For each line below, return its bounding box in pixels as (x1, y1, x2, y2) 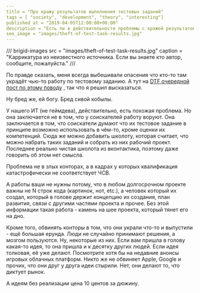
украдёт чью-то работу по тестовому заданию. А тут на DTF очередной (6, 78, 190, 85)
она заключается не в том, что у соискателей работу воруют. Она (6, 114, 175, 121)
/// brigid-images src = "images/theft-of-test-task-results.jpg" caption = (6, 47, 183, 54)
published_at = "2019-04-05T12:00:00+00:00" (6, 20, 118, 26)
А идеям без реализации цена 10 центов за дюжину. (6, 280, 139, 287)
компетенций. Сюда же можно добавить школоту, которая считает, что (6, 132, 189, 140)
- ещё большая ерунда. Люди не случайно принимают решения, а (6, 230, 176, 238)
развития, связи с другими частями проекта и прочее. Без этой (6, 200, 169, 207)
